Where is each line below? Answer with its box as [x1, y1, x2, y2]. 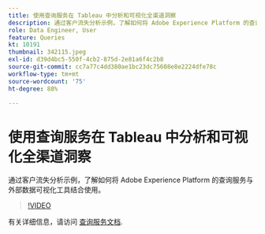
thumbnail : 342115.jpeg [8, 48, 87, 56]
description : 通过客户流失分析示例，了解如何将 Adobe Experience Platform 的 [8, 19, 250, 27]
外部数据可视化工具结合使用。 [8, 185, 105, 195]
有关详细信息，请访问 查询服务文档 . [8, 217, 123, 227]
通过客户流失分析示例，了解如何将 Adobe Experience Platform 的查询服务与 [8, 175, 254, 185]
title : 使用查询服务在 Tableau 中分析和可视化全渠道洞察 [8, 11, 177, 20]
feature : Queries [8, 33, 65, 42]
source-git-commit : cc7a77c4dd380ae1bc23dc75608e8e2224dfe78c [8, 63, 217, 71]
